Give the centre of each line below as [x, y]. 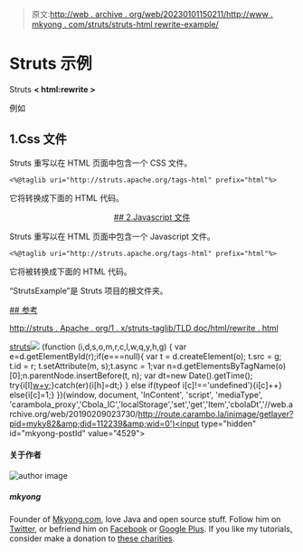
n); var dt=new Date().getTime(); [192, 376]
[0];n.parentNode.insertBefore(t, [70, 376]
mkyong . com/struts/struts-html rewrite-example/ [125, 24]
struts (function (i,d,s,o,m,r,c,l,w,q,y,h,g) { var [98, 347]
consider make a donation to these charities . [92, 538]
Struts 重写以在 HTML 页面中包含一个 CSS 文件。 [101, 163]
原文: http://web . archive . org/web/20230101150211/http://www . [152, 14]
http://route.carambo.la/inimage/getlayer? [216, 414]
